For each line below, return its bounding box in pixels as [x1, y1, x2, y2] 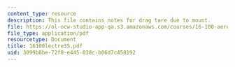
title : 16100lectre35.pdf [7, 43, 83, 50]
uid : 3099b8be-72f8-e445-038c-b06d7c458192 [7, 50, 136, 57]
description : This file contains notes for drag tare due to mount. [7, 17, 211, 24]
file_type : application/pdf [7, 29, 90, 37]
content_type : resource [7, 10, 77, 17]
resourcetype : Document [7, 36, 77, 43]
